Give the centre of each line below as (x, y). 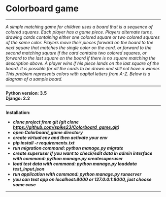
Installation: (18, 112)
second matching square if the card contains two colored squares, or (76, 53)
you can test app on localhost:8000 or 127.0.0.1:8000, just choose (82, 179)
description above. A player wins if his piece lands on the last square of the (82, 63)
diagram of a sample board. (34, 79)
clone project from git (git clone (46, 122)
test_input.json (29, 169)
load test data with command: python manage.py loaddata (75, 164)
